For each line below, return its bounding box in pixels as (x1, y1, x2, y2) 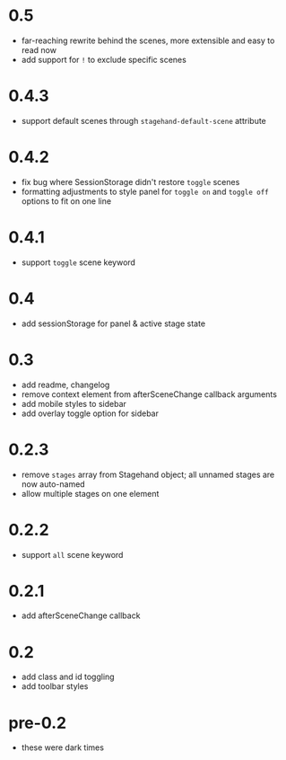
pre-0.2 (8, 712, 67, 733)
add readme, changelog (21, 379, 110, 390)
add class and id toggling (21, 671, 115, 683)
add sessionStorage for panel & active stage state (21, 318, 206, 329)
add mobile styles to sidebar (21, 398, 127, 409)
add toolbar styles (21, 681, 89, 692)
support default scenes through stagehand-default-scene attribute (21, 115, 266, 126)
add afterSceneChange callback (21, 610, 141, 621)
